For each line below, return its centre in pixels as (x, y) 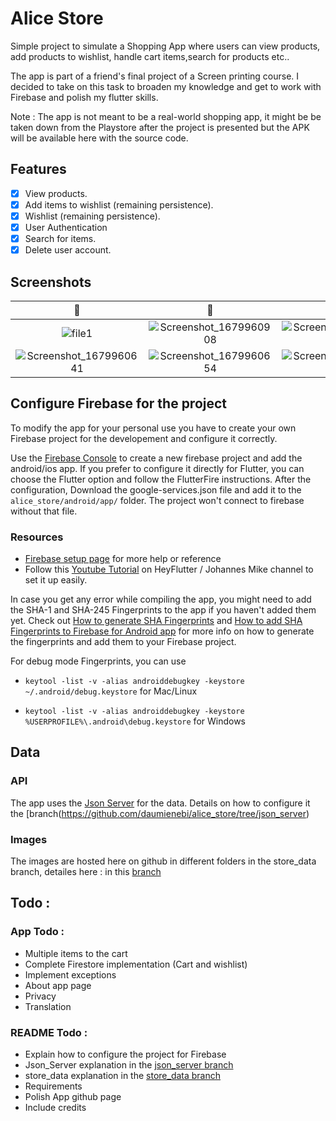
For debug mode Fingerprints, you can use (98, 661)
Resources (37, 537)
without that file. (44, 511)
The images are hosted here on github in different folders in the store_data (163, 861)
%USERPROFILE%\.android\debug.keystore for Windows (135, 721)
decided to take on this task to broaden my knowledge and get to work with (166, 86)
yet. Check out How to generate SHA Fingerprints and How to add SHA (156, 621)
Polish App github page (73, 1097)
